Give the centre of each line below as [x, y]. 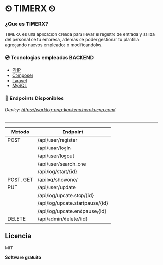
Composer [23, 75]
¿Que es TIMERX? [27, 24]
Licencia [18, 236]
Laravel [19, 80]
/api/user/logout [56, 156]
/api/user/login [54, 148]
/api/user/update [57, 187]
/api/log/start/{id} [57, 171]
